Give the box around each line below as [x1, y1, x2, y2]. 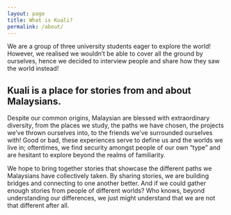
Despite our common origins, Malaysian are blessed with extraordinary [7, 114, 210, 122]
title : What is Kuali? [7, 17, 73, 24]
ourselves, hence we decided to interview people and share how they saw [7, 57, 221, 65]
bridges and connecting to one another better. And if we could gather [7, 179, 207, 188]
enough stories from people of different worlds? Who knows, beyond [7, 186, 205, 195]
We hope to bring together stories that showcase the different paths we [7, 164, 212, 173]
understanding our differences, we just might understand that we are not [7, 194, 216, 202]
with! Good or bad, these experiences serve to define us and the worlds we [7, 136, 223, 145]
